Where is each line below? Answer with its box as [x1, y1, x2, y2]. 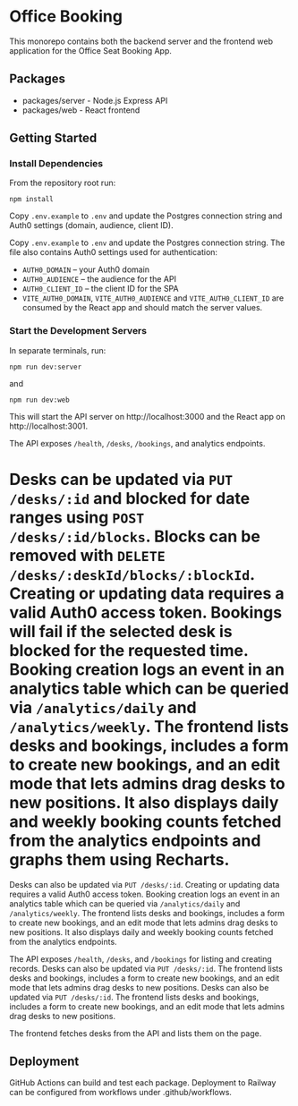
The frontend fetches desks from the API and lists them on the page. [9, 1027, 262, 1039]
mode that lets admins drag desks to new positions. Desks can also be [9, 982, 269, 992]
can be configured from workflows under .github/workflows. [9, 1087, 233, 1098]
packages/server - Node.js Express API [21, 95, 168, 106]
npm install [9, 195, 54, 204]
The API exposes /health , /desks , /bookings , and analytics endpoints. [9, 438, 266, 448]
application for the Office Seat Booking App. [9, 45, 173, 55]
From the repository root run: [9, 177, 116, 189]
